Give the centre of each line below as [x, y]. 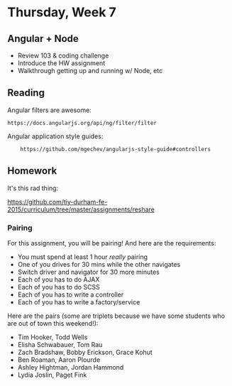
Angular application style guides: [55, 136]
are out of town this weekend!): [53, 323]
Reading [26, 93]
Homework [32, 171]
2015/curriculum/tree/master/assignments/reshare [81, 209]
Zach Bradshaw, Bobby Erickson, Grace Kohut [85, 352]
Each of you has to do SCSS [59, 287]
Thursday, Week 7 [62, 12]
